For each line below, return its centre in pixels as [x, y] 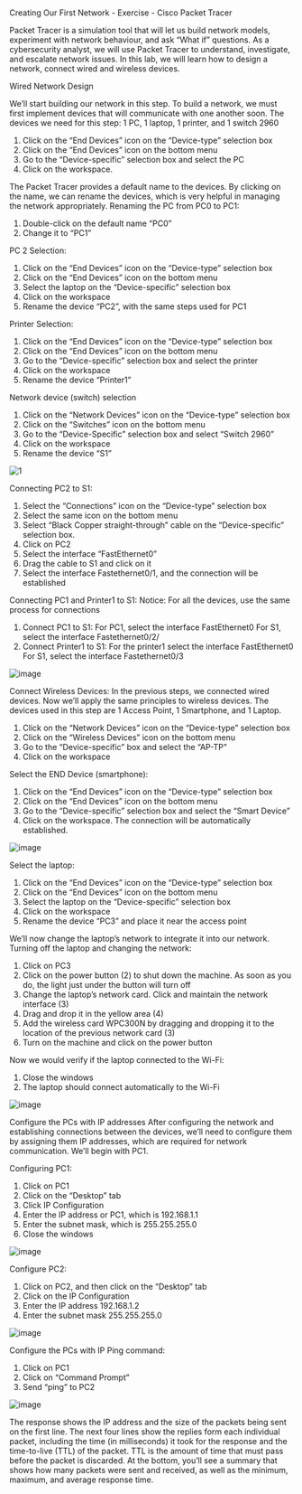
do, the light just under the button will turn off [106, 985]
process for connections [55, 610]
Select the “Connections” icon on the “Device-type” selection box [145, 506]
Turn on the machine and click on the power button [117, 1043]
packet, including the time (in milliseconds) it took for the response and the [148, 1442]
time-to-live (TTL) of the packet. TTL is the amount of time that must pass [146, 1451]
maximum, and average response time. [82, 1480]
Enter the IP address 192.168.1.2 [81, 1306]
